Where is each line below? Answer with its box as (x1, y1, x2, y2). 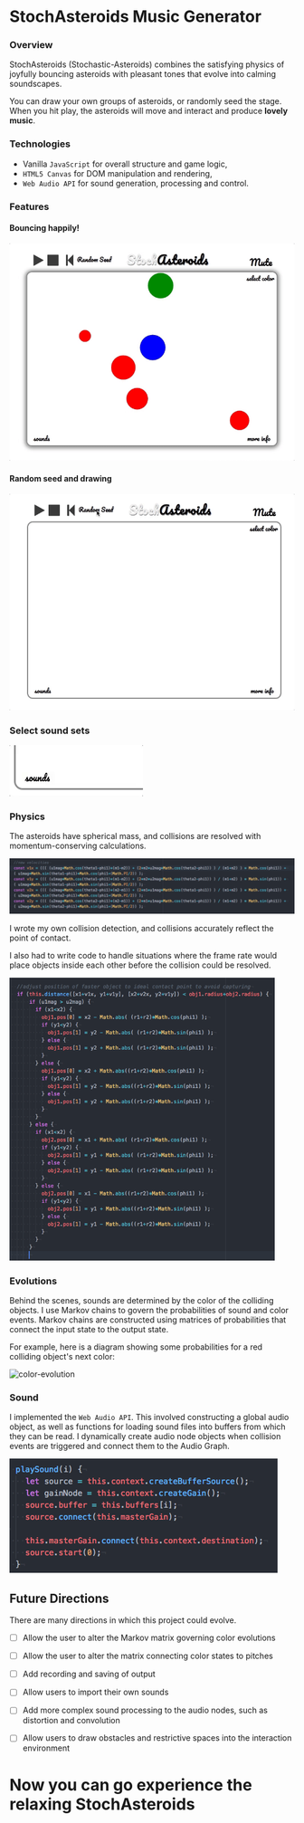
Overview (9, 39, 53, 52)
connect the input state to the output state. (9, 1323, 169, 1334)
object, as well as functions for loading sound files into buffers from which (9, 1421, 287, 1432)
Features (9, 200, 50, 213)
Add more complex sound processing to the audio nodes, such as (22, 1704, 269, 1716)
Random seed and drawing (9, 473, 112, 484)
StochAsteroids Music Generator (9, 6, 262, 27)
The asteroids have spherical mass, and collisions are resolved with (9, 831, 261, 842)
